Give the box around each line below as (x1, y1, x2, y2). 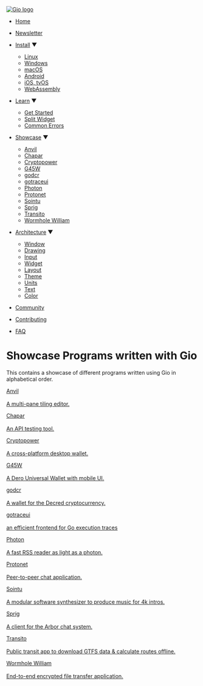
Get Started (24, 109, 53, 116)
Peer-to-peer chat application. (6, 573, 82, 581)
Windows (24, 60, 48, 66)
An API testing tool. (6, 425, 55, 432)
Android (24, 72, 44, 79)
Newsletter (15, 29, 43, 37)
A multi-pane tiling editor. (6, 400, 70, 408)
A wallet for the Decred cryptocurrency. (6, 499, 106, 506)
